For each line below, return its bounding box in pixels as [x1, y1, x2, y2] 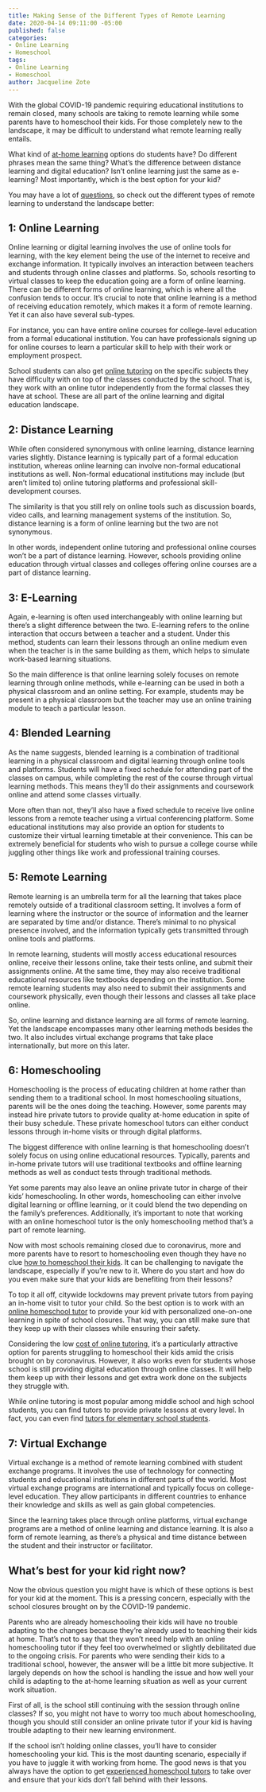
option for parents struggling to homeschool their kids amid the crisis [8, 1348, 234, 1357]
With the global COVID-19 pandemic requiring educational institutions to [8, 100, 244, 110]
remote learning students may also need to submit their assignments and [8, 983, 247, 992]
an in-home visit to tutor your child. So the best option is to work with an [8, 1298, 245, 1308]
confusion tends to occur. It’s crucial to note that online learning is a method [8, 293, 256, 303]
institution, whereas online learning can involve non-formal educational [8, 461, 241, 471]
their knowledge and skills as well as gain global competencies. [8, 1500, 216, 1510]
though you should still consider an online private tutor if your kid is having [8, 1717, 253, 1726]
